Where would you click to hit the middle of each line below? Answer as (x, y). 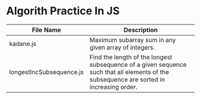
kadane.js (23, 44)
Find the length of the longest (131, 57)
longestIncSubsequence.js (47, 72)
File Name (47, 30)
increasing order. (113, 86)
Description (141, 30)
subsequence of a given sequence (138, 64)
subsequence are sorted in (127, 79)
